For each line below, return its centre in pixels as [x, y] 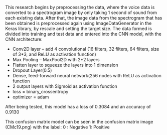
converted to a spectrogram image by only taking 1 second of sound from [81, 13]
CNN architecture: [24, 39]
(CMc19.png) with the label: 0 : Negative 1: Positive [57, 127]
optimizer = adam [31, 97]
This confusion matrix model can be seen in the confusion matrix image [79, 122]
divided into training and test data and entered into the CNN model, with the [83, 34]
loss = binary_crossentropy [40, 92]
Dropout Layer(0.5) [32, 70]
